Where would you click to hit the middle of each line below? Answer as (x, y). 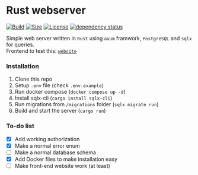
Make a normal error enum (47, 145)
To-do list (20, 126)
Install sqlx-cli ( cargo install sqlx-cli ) (63, 98)
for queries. (20, 44)
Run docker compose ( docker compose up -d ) (70, 92)
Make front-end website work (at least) (63, 166)
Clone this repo (33, 79)
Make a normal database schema (55, 152)
